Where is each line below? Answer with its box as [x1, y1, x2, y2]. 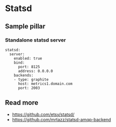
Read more [5, 99, 39, 107]
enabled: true [14, 56, 42, 61]
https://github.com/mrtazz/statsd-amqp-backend [12, 116, 111, 122]
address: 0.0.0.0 [17, 69, 53, 73]
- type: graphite [14, 77, 49, 82]
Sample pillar [5, 22, 46, 30]
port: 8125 [17, 64, 40, 69]
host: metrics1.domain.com [17, 81, 73, 86]
